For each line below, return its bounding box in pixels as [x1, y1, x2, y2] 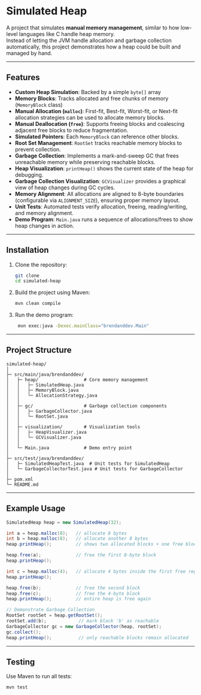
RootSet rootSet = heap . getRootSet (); [6, 612, 103, 618]
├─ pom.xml [6, 476, 33, 482]
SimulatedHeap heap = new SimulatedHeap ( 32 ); [6, 519, 121, 525]
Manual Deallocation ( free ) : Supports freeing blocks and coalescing [14, 120, 185, 127]
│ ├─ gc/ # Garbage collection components [6, 403, 167, 409]
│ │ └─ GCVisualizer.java [6, 434, 82, 440]
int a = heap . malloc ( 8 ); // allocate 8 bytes [6, 530, 127, 536]
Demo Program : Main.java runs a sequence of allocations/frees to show [14, 216, 193, 223]
